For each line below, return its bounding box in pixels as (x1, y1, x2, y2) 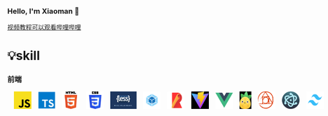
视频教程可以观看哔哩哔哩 (7, 23, 81, 31)
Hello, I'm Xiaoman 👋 (7, 6, 79, 16)
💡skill (7, 48, 41, 64)
